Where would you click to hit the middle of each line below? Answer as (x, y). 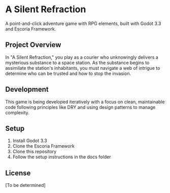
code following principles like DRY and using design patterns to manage (80, 107)
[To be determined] (25, 185)
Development (27, 89)
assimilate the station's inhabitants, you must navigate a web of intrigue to (83, 68)
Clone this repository (35, 152)
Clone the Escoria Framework (43, 146)
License (18, 173)
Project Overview (33, 45)
